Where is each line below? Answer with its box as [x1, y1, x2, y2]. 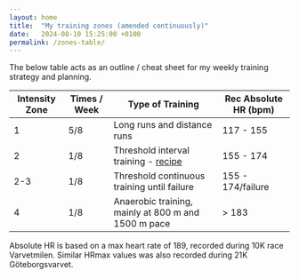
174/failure [222, 181, 270, 194]
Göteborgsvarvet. [9, 259, 74, 270]
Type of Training [127, 99, 200, 111]
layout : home [9, 12, 58, 22]
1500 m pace [113, 218, 171, 230]
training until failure [113, 181, 194, 194]
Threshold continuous [113, 170, 206, 182]
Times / [69, 92, 104, 105]
